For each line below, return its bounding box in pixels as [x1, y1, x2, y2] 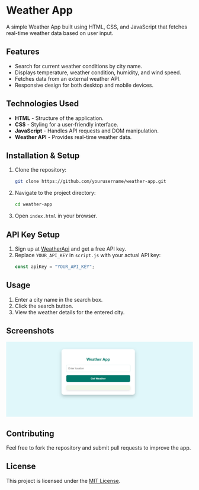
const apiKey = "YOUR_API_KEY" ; [14, 264, 95, 270]
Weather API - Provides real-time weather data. [14, 133, 132, 140]
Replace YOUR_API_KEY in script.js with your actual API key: [14, 251, 161, 258]
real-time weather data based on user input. [6, 29, 114, 36]
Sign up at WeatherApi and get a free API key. [14, 245, 126, 252]
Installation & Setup [6, 150, 80, 160]
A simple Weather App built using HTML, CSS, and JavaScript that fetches [6, 23, 188, 30]
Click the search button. [14, 302, 73, 309]
